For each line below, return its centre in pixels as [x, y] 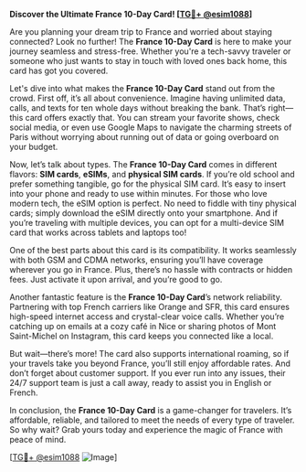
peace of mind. [38, 440]
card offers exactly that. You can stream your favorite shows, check [153, 118]
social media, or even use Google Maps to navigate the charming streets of [151, 127]
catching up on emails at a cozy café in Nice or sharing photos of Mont [143, 326]
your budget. [34, 147]
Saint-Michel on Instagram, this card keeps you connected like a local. [142, 336]
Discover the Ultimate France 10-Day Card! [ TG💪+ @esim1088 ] [131, 14]
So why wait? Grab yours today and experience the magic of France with [146, 429]
